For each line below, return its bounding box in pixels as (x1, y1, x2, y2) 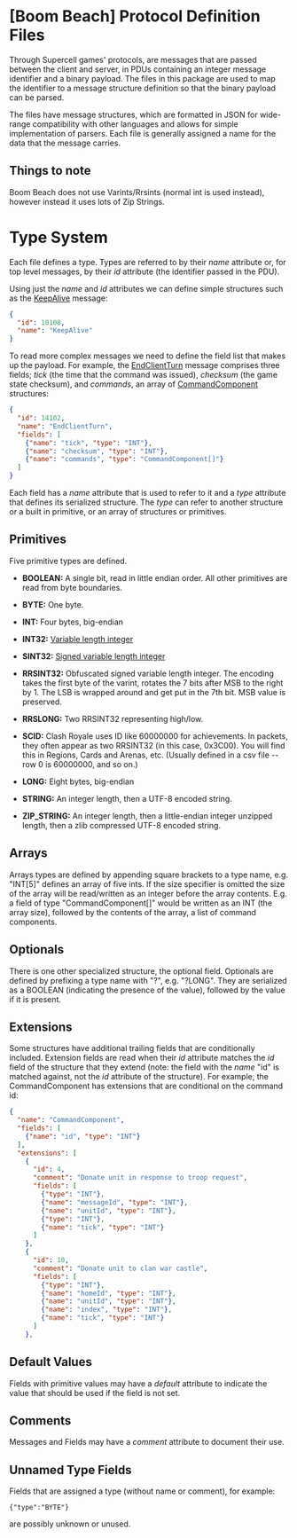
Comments (9, 1413, 72, 1429)
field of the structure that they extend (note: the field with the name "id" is (9, 1062, 279, 1072)
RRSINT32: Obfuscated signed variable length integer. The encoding (21, 668, 275, 679)
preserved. (21, 696, 62, 707)
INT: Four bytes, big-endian (21, 616, 124, 627)
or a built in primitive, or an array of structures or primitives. (9, 506, 228, 517)
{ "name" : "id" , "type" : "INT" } (25, 1132, 141, 1141)
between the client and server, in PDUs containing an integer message (9, 64, 267, 75)
